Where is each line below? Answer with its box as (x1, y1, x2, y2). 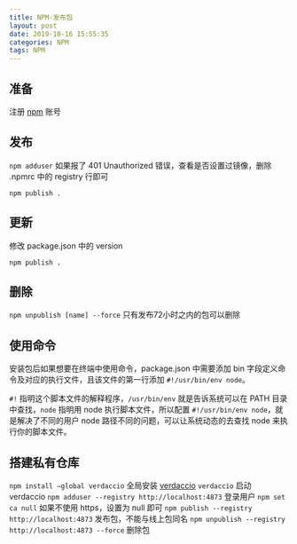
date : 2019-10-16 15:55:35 (9, 29, 109, 38)
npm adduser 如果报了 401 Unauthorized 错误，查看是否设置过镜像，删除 (9, 160, 272, 170)
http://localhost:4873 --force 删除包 (9, 524, 151, 535)
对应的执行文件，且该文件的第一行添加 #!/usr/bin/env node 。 (24, 374, 250, 385)
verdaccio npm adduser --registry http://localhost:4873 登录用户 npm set (9, 492, 285, 501)
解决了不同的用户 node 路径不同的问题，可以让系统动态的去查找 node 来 (16, 415, 281, 426)
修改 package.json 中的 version (9, 240, 123, 251)
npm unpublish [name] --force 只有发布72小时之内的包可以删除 (9, 310, 241, 320)
